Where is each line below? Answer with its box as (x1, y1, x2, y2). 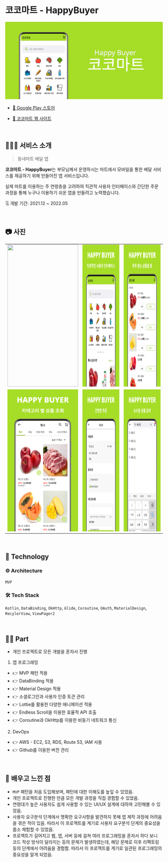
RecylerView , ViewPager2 (5, 610, 55, 616)
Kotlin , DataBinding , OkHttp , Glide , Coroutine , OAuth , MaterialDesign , (5, 605, 147, 611)
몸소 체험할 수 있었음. (12, 826, 54, 832)
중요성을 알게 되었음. (12, 851, 53, 857)
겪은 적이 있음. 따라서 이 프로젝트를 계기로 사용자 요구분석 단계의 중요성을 (17, 820, 161, 826)
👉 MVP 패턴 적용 (12, 669, 48, 676)
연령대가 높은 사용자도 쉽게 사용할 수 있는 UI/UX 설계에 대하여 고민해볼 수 (12, 801, 155, 807)
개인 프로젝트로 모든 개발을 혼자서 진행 (12, 648, 87, 654)
